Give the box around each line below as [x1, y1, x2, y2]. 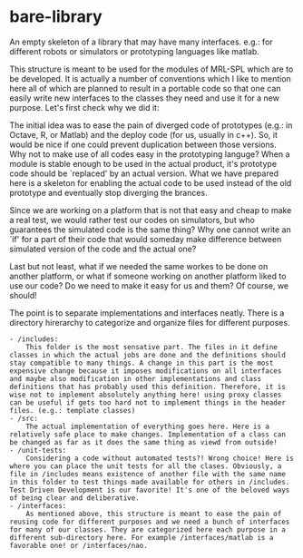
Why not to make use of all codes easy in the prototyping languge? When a [9, 148, 290, 160]
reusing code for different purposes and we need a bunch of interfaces [9, 517, 290, 526]
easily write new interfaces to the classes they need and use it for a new [9, 93, 279, 103]
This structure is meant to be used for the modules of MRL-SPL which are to [9, 64, 294, 74]
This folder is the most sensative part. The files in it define [25, 342, 279, 351]
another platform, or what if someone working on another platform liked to [9, 270, 287, 281]
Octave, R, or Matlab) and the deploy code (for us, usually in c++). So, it [9, 129, 279, 140]
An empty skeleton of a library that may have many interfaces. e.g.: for [9, 36, 274, 47]
